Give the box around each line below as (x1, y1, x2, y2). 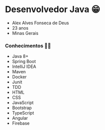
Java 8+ (12, 53, 29, 59)
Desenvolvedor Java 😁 (5, 4, 101, 15)
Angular (12, 115, 28, 121)
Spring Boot (12, 59, 36, 65)
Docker (12, 74, 27, 80)
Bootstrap (12, 105, 32, 111)
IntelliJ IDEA (12, 64, 36, 69)
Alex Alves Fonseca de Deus (12, 20, 69, 26)
